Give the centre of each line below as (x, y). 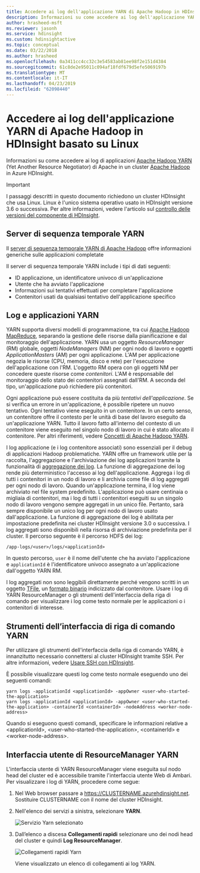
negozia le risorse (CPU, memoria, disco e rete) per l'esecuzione (85, 361)
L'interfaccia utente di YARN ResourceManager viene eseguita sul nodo (94, 769)
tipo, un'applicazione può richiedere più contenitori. (69, 386)
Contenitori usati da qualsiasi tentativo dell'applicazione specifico (95, 297)
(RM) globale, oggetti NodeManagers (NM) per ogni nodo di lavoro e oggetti (100, 348)
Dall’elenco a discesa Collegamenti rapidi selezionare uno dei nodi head (104, 834)
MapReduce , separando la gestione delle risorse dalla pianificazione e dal (97, 336)
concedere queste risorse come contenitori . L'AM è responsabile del (90, 374)
